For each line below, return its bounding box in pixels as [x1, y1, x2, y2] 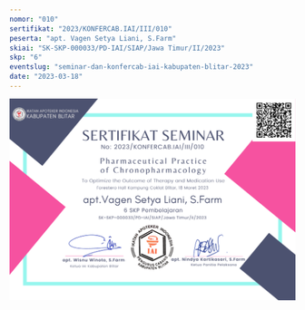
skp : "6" [9, 53, 43, 63]
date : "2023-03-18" [9, 73, 84, 82]
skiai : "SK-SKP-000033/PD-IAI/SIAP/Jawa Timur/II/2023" [9, 44, 225, 53]
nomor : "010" [9, 15, 59, 24]
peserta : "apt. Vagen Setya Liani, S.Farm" [9, 34, 177, 43]
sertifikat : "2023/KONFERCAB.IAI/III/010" [9, 24, 172, 34]
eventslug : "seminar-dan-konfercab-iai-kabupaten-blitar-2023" [9, 63, 254, 72]
